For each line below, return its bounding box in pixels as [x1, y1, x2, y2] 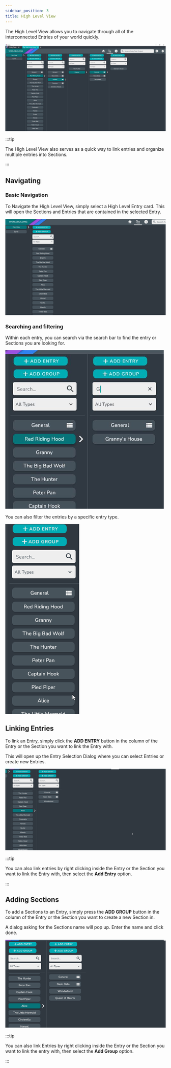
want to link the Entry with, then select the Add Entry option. [5, 871, 132, 877]
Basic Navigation [5, 192, 48, 199]
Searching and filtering [5, 323, 64, 330]
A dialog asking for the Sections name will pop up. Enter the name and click [5, 924, 164, 930]
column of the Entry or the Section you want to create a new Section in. [5, 914, 155, 920]
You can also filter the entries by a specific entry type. [5, 514, 119, 520]
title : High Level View [5, 13, 56, 19]
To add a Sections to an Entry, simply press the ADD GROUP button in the [5, 909, 160, 915]
